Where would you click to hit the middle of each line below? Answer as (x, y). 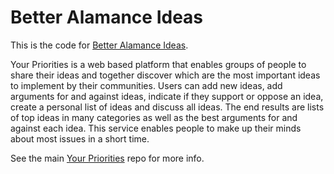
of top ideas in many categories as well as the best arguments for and (154, 117)
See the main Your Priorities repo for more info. (107, 158)
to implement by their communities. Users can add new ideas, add (146, 85)
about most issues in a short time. (80, 138)
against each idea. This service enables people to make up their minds (156, 128)
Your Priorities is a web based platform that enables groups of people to (158, 64)
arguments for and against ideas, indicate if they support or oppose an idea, (167, 96)
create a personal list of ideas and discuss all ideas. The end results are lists (167, 107)
